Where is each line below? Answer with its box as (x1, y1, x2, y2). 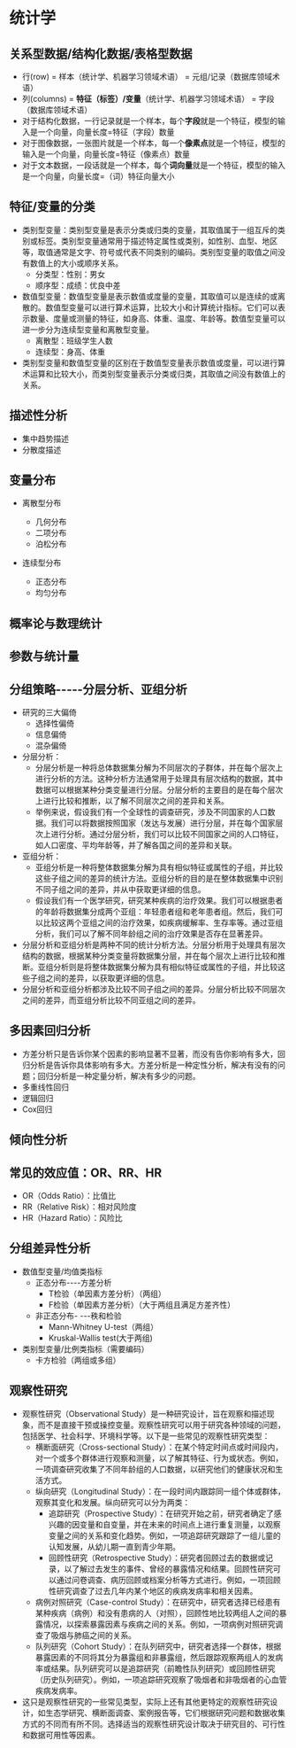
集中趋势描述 (21, 433, 69, 444)
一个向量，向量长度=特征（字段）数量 (37, 127, 175, 137)
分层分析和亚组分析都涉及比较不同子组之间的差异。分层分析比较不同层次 (21, 984, 285, 995)
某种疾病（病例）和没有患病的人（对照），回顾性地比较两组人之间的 (34, 1607, 280, 1618)
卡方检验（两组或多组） (34, 1355, 121, 1365)
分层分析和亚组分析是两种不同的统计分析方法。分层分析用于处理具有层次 (21, 940, 285, 951)
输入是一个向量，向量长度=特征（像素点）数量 (21, 149, 191, 159)
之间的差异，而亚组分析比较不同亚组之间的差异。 (21, 995, 201, 1006)
